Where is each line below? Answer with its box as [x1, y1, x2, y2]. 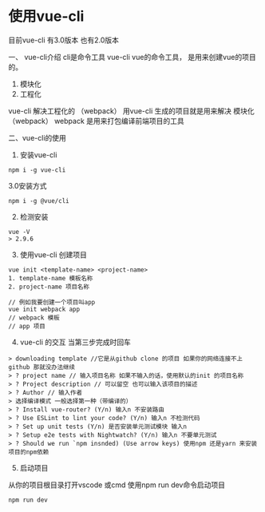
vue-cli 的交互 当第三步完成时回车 [19, 337, 132, 347]
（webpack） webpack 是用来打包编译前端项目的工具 [8, 116, 185, 125]
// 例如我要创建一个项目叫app [8, 298, 96, 306]
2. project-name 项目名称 [8, 283, 90, 291]
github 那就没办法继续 [8, 363, 76, 371]
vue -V [8, 228, 30, 236]
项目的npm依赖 [8, 448, 49, 456]
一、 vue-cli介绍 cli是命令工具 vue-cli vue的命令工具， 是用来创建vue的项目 [8, 52, 257, 62]
